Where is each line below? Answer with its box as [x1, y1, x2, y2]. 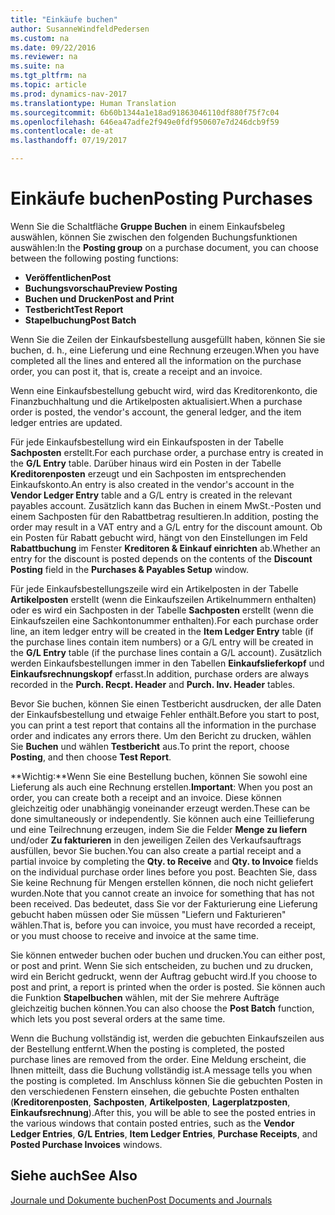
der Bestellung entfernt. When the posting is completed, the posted [10, 1042, 285, 1055]
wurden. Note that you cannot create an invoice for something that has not [10, 887, 315, 899]
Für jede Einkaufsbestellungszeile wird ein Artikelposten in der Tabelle [10, 582, 299, 595]
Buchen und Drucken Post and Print [24, 292, 175, 305]
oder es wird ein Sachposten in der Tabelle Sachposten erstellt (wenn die [10, 604, 314, 616]
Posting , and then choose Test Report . [10, 751, 172, 763]
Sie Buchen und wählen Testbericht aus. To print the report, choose [10, 740, 290, 752]
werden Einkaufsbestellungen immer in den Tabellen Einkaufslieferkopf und [10, 657, 325, 669]
